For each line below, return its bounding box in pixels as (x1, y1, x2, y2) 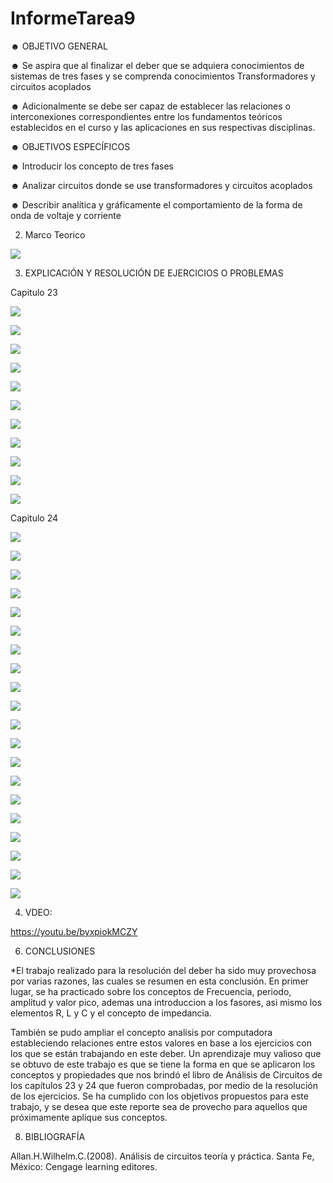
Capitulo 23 (10, 286, 58, 298)
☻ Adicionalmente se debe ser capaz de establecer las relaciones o (10, 100, 291, 112)
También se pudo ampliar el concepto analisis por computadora (10, 1026, 273, 1038)
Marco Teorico (24, 228, 86, 241)
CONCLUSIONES (24, 945, 96, 957)
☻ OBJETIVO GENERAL (10, 40, 108, 52)
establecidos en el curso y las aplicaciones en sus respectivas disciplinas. (10, 121, 316, 133)
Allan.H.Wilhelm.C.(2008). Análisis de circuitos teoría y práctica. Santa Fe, (10, 1150, 315, 1162)
